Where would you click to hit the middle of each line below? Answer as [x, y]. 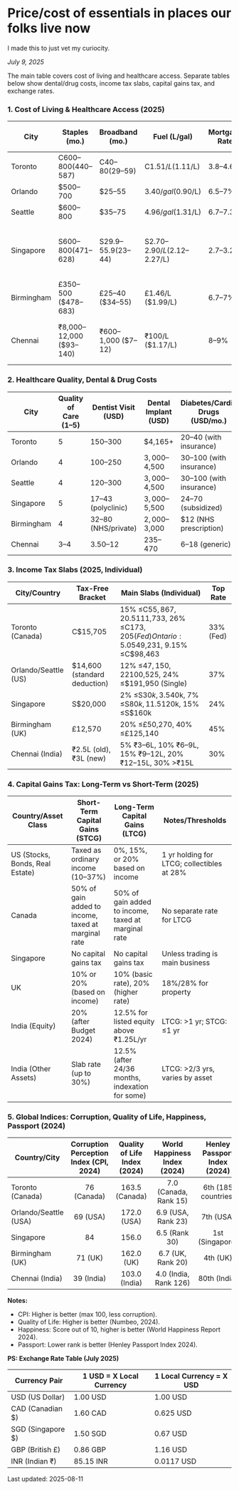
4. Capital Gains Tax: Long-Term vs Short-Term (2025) [103, 784]
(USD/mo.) [209, 420]
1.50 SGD [90, 1434]
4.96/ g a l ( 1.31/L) [173, 212]
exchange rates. [31, 91]
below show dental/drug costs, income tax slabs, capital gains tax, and [111, 83]
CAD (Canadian [37, 1409]
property [176, 992]
